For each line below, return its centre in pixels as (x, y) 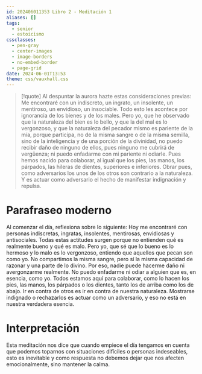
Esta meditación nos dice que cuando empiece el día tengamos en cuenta (98, 345)
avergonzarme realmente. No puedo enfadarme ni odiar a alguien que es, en (101, 272)
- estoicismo (28, 34)
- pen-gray (25, 46)
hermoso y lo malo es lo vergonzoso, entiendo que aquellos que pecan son (99, 253)
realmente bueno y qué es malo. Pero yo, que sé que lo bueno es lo (90, 246)
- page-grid (27, 68)
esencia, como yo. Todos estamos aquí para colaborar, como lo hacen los (98, 279)
